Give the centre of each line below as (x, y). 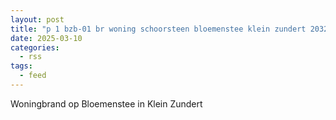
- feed (33, 76)
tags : (21, 66)
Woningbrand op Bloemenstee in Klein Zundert (106, 103)
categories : (35, 47)
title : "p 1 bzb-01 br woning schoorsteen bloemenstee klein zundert (158, 29)
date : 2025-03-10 (46, 38)
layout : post (37, 19)
